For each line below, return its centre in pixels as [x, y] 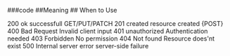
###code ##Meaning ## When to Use [62, 10]
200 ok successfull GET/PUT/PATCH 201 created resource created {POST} [115, 23]
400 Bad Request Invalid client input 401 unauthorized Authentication [108, 31]
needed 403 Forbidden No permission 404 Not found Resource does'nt [111, 38]
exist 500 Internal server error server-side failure [78, 46]
